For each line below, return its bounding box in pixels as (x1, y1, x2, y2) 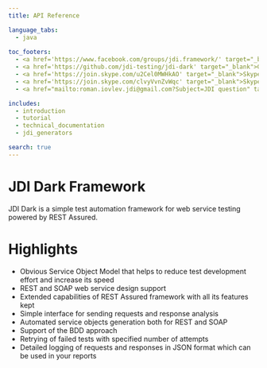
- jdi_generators (15, 129, 73, 138)
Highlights (8, 240, 78, 258)
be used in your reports (19, 351, 97, 360)
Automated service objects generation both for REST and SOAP (19, 317, 228, 327)
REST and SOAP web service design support (19, 283, 167, 292)
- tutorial (15, 114, 52, 122)
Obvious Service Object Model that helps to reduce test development (19, 266, 246, 276)
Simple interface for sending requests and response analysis (19, 308, 219, 318)
